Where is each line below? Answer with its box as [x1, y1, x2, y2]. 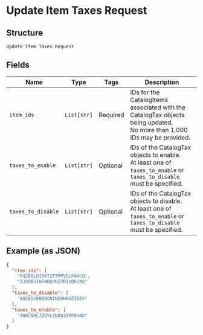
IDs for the [130, 88, 160, 97]
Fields [6, 60, 30, 70]
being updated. [130, 118, 173, 127]
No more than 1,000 [130, 126, 188, 134]
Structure [6, 28, 43, 38]
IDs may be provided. [130, 133, 191, 142]
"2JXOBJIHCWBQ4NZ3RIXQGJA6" [17, 279, 88, 285]
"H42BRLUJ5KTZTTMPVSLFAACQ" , [17, 273, 91, 279]
